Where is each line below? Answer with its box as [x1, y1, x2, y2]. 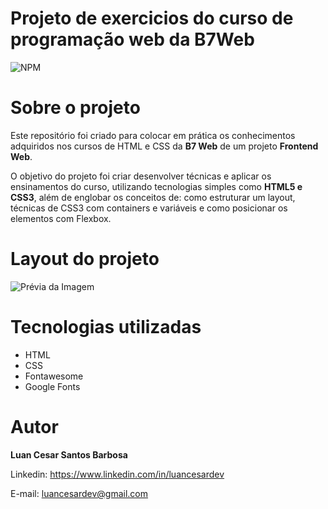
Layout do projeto [10, 248, 160, 271]
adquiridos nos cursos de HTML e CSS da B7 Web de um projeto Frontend [10, 140, 319, 152]
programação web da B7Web [10, 28, 255, 51]
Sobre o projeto [10, 97, 141, 119]
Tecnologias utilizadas [10, 316, 202, 338]
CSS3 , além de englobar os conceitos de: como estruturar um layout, [10, 191, 296, 203]
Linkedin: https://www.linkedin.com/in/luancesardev [10, 468, 225, 480]
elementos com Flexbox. [10, 212, 112, 224]
